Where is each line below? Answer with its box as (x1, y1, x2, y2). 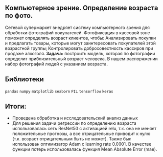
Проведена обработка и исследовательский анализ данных (12, 115, 138, 121)
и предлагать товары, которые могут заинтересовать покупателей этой (5, 40, 156, 46)
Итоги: (5, 102, 27, 111)
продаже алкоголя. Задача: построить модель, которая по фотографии (5, 50, 155, 56)
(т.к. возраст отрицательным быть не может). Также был (12, 136, 132, 142)
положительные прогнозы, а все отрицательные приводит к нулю (12, 131, 151, 136)
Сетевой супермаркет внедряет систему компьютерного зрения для (5, 24, 150, 30)
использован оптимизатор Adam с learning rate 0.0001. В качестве (12, 141, 152, 147)
